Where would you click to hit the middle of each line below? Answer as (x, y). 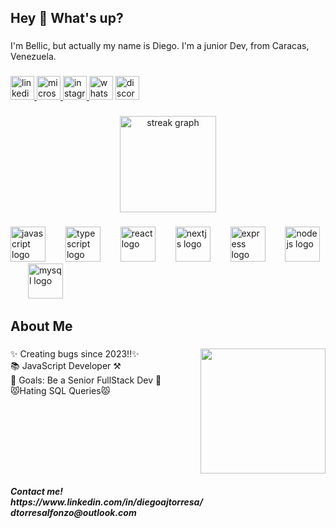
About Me (41, 326)
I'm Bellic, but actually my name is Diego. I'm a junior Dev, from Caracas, (160, 46)
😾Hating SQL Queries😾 (60, 391)
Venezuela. (33, 57)
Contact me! (36, 491)
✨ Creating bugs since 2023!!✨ (75, 354)
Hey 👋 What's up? (67, 18)
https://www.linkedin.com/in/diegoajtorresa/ (106, 502)
